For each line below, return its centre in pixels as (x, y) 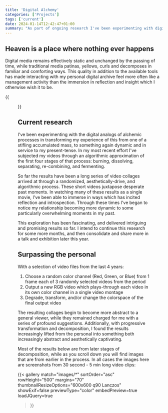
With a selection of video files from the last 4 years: (71, 266)
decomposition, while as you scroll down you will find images (81, 354)
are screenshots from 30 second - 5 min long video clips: (77, 364)
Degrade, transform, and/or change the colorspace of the (84, 297)
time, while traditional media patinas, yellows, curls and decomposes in (78, 66)
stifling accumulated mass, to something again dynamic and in (82, 145)
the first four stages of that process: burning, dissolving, (76, 161)
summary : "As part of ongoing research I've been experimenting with (79, 28)
